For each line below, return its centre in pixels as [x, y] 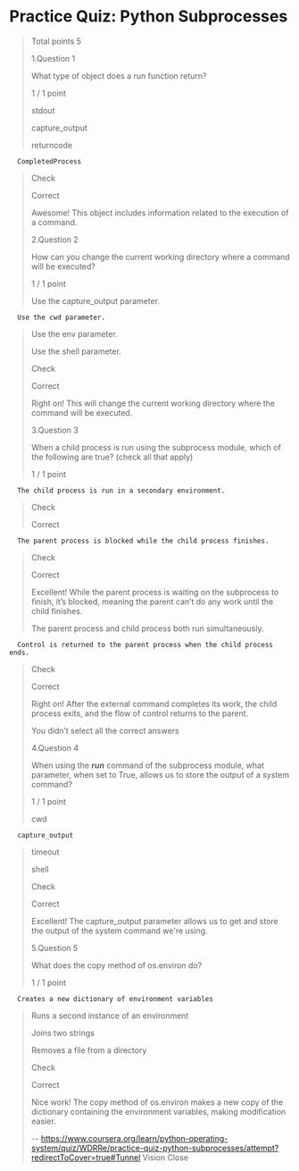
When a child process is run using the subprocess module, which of [156, 447]
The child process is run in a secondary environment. [121, 490]
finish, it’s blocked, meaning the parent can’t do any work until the [152, 602]
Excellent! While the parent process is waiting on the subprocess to [155, 592]
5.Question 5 [54, 948]
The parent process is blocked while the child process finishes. [143, 541]
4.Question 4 [54, 747]
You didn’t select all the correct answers [105, 730]
